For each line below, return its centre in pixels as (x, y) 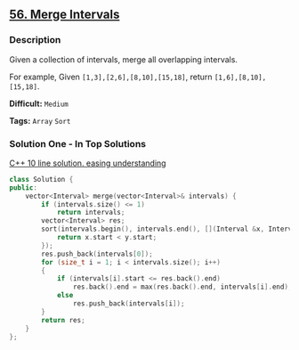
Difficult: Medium (39, 103)
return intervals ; (91, 213)
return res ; (64, 320)
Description (35, 40)
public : (24, 187)
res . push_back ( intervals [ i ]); (129, 304)
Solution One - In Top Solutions (78, 143)
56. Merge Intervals (65, 15)
